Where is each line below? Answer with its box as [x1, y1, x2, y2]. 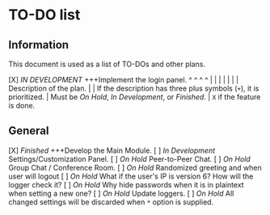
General [8, 124, 50, 138]
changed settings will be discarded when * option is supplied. [8, 196, 214, 207]
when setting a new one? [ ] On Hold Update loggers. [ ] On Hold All [8, 188, 234, 198]
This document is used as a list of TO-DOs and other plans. [8, 59, 206, 69]
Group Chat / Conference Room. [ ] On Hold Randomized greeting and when [8, 162, 262, 172]
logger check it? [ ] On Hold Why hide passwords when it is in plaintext [8, 179, 244, 189]
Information [8, 38, 70, 52]
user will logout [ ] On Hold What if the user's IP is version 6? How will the [8, 171, 254, 181]
